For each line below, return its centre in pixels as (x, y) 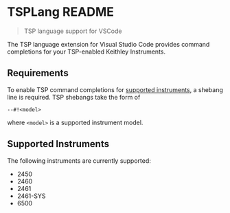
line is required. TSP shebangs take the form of (74, 97)
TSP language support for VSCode (73, 31)
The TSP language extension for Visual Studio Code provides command (108, 44)
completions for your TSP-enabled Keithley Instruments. (87, 52)
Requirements (38, 73)
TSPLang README (61, 12)
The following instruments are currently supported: (79, 160)
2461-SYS (31, 196)
